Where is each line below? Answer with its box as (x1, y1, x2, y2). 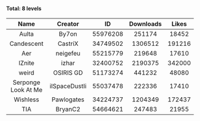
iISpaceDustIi (49, 82, 87, 91)
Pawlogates (51, 95, 85, 104)
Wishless (14, 95, 40, 104)
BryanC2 (55, 105, 81, 113)
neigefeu (55, 49, 81, 58)
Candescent (9, 39, 43, 48)
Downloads (129, 20, 162, 28)
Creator (57, 20, 79, 28)
